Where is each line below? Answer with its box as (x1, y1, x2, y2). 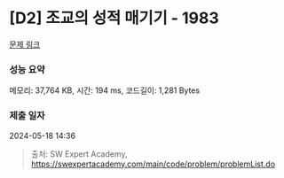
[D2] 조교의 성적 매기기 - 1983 (9, 8, 219, 28)
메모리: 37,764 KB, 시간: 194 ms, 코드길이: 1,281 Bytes (9, 85, 201, 96)
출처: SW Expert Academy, (30, 148, 128, 159)
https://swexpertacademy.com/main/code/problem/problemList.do (30, 159, 276, 169)
